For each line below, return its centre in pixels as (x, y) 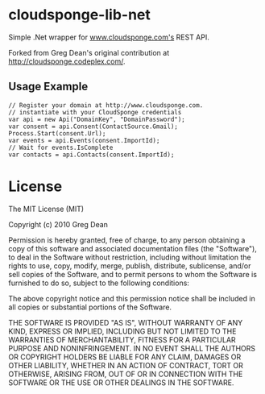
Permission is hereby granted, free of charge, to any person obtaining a (127, 240)
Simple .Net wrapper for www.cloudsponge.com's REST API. (109, 37)
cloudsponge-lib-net (80, 15)
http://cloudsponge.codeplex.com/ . (67, 61)
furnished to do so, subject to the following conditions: (99, 283)
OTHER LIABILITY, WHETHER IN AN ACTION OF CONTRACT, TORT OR (126, 365)
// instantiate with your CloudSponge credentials (95, 112)
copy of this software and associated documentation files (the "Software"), (133, 248)
